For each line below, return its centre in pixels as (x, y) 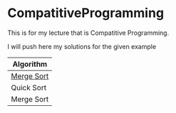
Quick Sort (29, 87)
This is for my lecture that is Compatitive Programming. (88, 33)
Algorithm (30, 64)
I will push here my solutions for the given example (82, 46)
